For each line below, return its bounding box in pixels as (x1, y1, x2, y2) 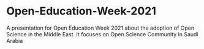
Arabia (6, 37, 23, 44)
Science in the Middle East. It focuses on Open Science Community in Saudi (6, 30, 198, 38)
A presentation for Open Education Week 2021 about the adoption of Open (6, 24, 195, 31)
